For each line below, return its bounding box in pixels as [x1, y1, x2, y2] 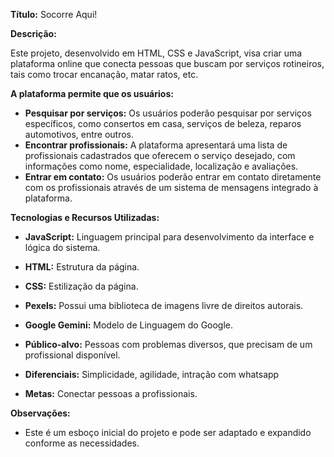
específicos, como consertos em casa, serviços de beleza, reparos [24, 118, 302, 129]
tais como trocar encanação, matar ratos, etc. [10, 69, 199, 80]
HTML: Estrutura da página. [24, 261, 140, 273]
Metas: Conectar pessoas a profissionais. [24, 388, 198, 399]
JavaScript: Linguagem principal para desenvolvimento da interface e [24, 231, 315, 243]
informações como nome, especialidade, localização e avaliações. [24, 160, 299, 172]
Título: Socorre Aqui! [10, 9, 98, 20]
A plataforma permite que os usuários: [10, 88, 174, 99]
